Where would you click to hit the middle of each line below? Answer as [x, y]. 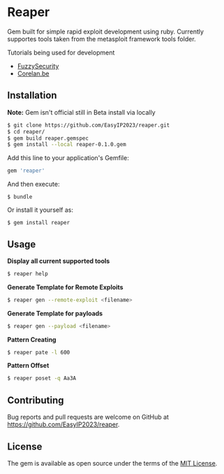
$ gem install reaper [39, 223]
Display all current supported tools [59, 261]
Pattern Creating [32, 339]
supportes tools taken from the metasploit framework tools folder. [102, 38]
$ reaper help [28, 273]
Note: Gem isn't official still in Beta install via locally [81, 112]
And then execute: [33, 184]
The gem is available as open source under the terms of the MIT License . [112, 463]
